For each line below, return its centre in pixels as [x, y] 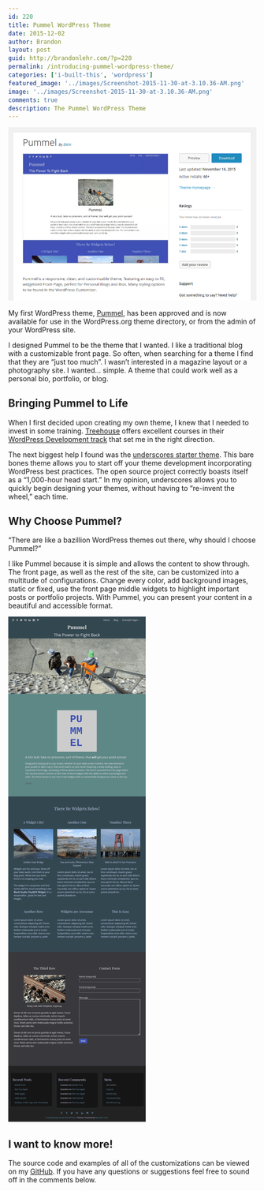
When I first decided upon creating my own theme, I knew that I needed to [129, 422]
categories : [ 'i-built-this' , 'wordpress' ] [81, 75]
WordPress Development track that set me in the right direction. [112, 439]
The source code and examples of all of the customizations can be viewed [129, 1163]
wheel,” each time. [38, 496]
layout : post [30, 50]
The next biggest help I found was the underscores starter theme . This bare [131, 455]
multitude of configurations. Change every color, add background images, [128, 581]
